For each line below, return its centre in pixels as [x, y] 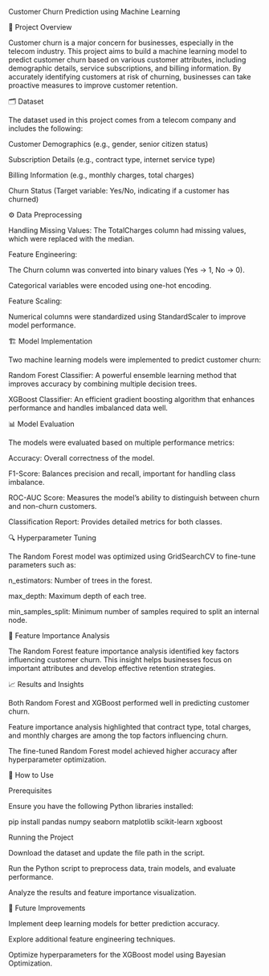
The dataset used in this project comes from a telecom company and [122, 120]
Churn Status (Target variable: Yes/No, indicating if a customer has [119, 191]
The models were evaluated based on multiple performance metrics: [122, 442]
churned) [24, 199]
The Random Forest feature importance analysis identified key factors [124, 651]
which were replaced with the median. [71, 239]
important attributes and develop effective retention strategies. [112, 668]
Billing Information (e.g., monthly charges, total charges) [102, 175]
